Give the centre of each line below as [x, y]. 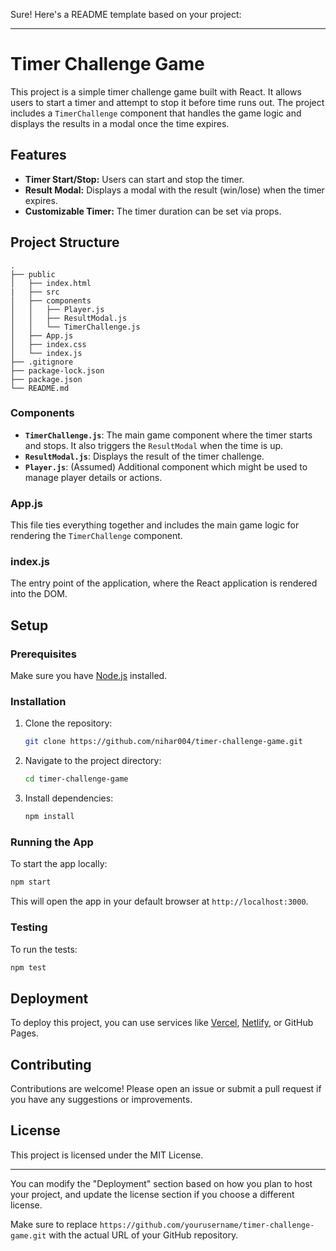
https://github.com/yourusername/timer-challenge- [207, 1225]
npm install [49, 817]
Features [38, 155]
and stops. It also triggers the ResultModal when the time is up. [154, 445]
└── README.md [40, 388]
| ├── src [35, 292]
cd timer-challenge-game [76, 779]
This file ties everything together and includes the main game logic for [155, 525]
